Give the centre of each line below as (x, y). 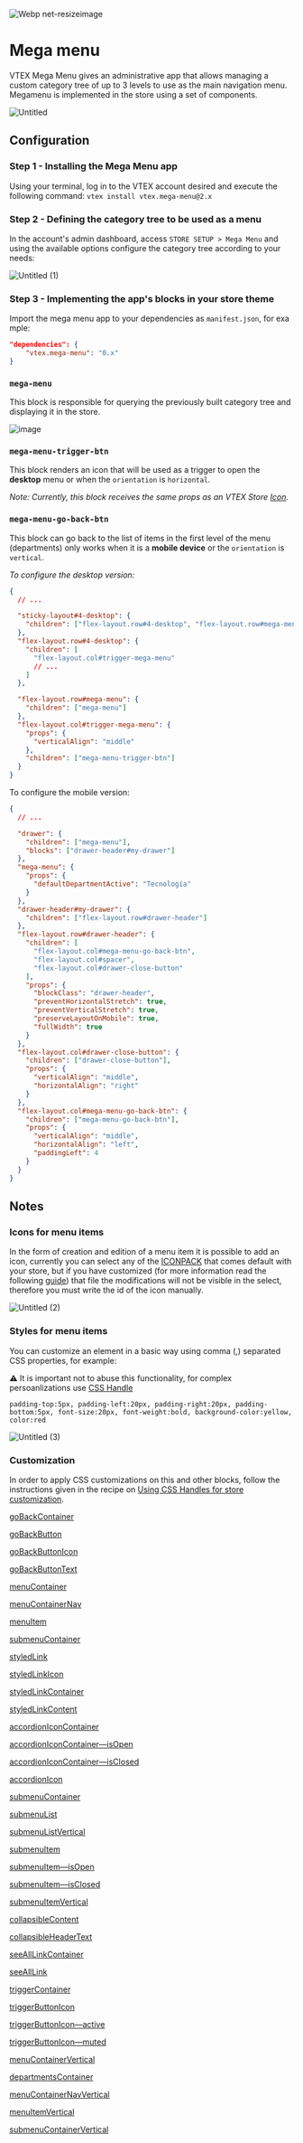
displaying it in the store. (55, 412)
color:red (28, 1420)
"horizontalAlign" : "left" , (86, 1145)
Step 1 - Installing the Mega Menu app (94, 166)
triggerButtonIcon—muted (58, 2042)
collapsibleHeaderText (51, 1936)
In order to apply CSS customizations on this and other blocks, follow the (145, 1480)
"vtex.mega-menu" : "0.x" (72, 353)
